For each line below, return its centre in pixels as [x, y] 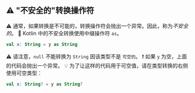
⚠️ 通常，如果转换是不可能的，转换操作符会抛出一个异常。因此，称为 [90, 26]
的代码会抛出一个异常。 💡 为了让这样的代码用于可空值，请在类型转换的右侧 [97, 65]
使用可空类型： [24, 73]
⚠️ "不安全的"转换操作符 [50, 11]
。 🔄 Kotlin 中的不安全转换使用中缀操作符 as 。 [67, 33]
